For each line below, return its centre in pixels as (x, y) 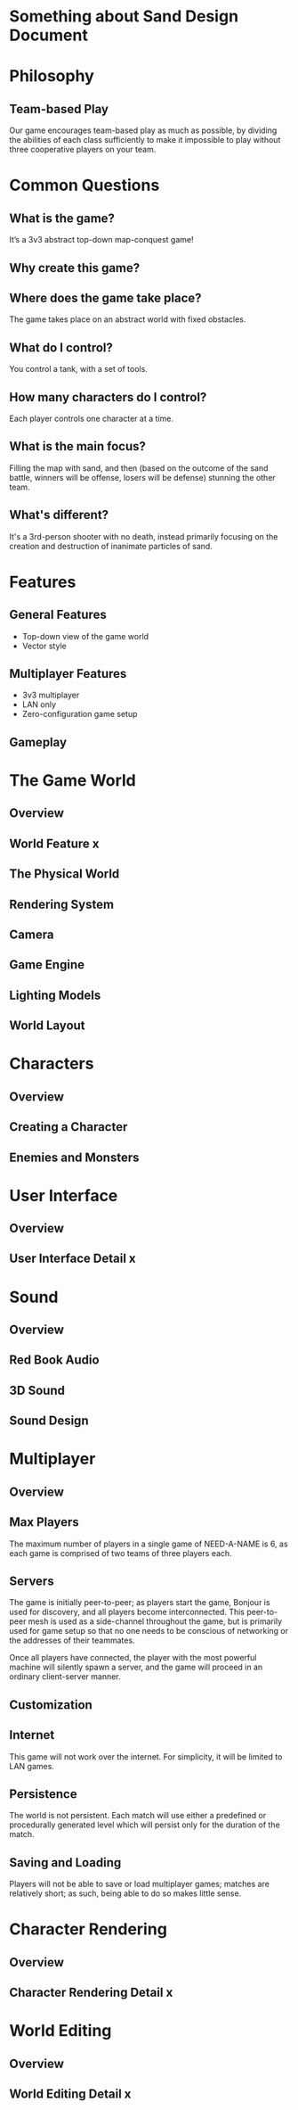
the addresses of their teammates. (72, 1640)
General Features (58, 615)
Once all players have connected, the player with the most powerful (133, 1658)
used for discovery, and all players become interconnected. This (127, 1612)
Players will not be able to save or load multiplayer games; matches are (139, 1884)
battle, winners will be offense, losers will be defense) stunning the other (142, 477)
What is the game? (62, 218)
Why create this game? (75, 268)
